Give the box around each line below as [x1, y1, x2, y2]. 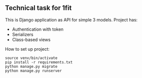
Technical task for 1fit [5, 4, 72, 12]
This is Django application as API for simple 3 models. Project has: [5, 17, 138, 22]
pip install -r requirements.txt [5, 59, 73, 65]
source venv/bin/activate [5, 56, 57, 60]
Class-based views [12, 37, 51, 42]
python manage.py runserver [5, 68, 62, 73]
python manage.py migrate [5, 64, 57, 69]
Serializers [12, 31, 34, 37]
